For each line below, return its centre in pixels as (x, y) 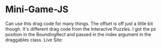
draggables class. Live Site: (34, 40)
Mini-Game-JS (37, 9)
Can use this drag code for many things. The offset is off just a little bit (79, 23)
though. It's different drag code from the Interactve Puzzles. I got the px (81, 29)
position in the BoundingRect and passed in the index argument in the (78, 34)
